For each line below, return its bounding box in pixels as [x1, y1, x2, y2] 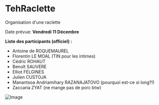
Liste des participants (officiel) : [5, 38, 73, 44]
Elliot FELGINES [12, 69, 44, 74]
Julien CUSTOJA [12, 74, 47, 80]
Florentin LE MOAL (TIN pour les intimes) [12, 53, 96, 59]
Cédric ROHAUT [12, 58, 46, 64]
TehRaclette [5, 3, 56, 14]
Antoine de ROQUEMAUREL [12, 48, 69, 54]
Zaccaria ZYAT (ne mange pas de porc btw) [12, 84, 101, 90]
